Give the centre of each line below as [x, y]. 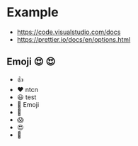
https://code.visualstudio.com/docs [69, 32]
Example [33, 12]
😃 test [27, 97]
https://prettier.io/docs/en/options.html [74, 39]
